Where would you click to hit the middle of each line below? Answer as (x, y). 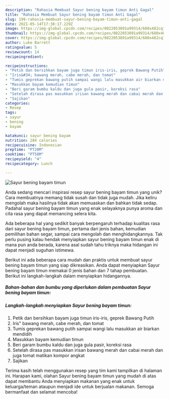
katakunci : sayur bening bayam (38, 136)
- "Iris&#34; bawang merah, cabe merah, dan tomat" (60, 75)
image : (12, 29)
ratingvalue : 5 (21, 47)
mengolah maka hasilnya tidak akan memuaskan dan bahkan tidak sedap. (81, 203)
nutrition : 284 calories (31, 140)
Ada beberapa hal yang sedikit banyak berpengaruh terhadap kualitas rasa (82, 223)
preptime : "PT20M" (24, 150)
